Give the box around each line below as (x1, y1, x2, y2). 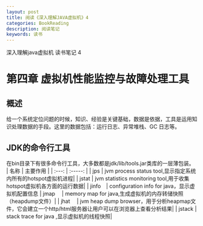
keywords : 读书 (6, 32, 43, 38)
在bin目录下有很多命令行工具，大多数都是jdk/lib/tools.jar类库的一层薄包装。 (6, 159, 195, 167)
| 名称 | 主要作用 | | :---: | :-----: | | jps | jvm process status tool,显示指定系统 (6, 167, 196, 174)
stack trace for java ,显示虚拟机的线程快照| (6, 213, 113, 220)
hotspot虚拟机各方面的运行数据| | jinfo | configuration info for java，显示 (6, 182, 190, 190)
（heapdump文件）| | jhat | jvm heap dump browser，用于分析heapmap (6, 198, 191, 205)
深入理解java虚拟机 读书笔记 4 (6, 49, 82, 56)
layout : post (6, 8, 39, 15)
